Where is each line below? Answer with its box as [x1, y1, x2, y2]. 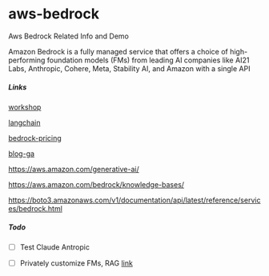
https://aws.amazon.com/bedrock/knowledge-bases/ [8, 179, 185, 189]
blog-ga [8, 149, 34, 158]
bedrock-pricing [8, 133, 62, 142]
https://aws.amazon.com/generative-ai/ [8, 164, 139, 174]
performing [8, 55, 46, 65]
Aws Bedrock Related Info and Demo [8, 31, 130, 41]
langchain [8, 118, 41, 127]
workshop [8, 102, 42, 112]
